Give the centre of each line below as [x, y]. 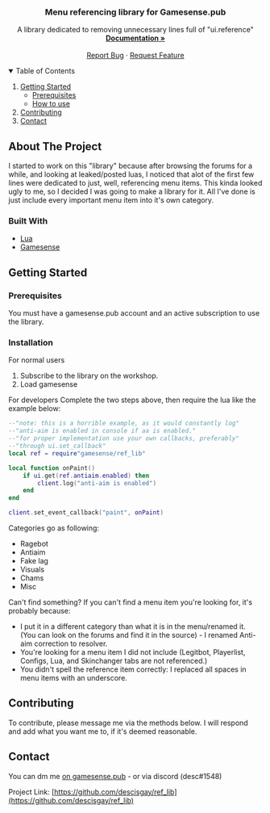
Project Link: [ [31, 792]
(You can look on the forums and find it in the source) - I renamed [129, 635]
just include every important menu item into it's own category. [111, 200]
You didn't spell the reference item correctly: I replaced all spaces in [133, 669]
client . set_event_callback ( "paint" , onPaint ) [86, 513]
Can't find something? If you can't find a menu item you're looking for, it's [130, 602]
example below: [35, 409]
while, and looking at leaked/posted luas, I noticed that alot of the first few [131, 174]
